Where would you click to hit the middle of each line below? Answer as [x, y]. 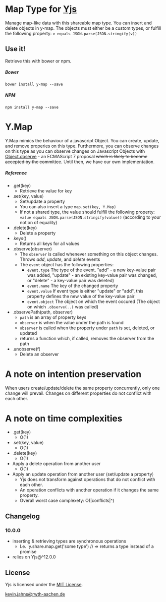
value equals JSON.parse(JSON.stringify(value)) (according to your [90, 217]
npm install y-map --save [32, 107]
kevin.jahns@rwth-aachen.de [35, 594]
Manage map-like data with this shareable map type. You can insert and [79, 23]
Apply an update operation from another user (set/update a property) [83, 474]
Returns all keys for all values [50, 243]
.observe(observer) [32, 248]
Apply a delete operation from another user [56, 464]
